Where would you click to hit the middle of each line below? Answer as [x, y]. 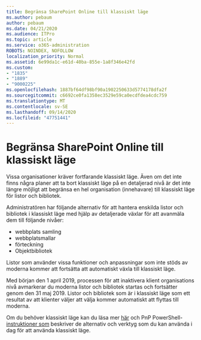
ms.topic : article [29, 40]
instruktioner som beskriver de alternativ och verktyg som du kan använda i [99, 324]
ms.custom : [20, 67]
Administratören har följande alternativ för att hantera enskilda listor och [95, 207]
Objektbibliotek [33, 251]
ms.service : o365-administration [48, 46]
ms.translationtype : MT [36, 101]
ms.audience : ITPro [31, 34]
